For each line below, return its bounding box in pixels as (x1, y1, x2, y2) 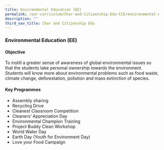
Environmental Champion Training (12, 118, 81, 124)
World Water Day (12, 129, 47, 134)
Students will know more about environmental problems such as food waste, (5, 70, 159, 76)
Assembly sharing (12, 97, 49, 103)
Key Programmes (5, 86, 41, 92)
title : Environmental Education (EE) (5, 7, 82, 12)
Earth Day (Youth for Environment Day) (12, 134, 90, 140)
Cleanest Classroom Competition (12, 108, 79, 114)
